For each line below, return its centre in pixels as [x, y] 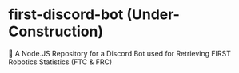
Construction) [56, 31]
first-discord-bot [66, 15]
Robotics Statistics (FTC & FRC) [60, 62]
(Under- [153, 15]
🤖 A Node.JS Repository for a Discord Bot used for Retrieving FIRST [120, 53]
